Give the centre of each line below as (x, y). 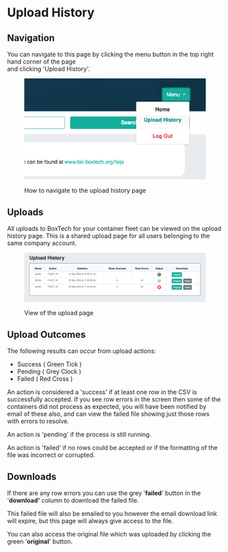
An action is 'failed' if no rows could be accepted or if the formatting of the (112, 448)
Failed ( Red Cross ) (45, 379)
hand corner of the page (42, 62)
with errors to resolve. (38, 421)
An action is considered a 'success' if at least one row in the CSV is (102, 392)
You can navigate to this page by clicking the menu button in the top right (111, 54)
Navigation (31, 38)
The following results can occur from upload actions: (81, 351)
